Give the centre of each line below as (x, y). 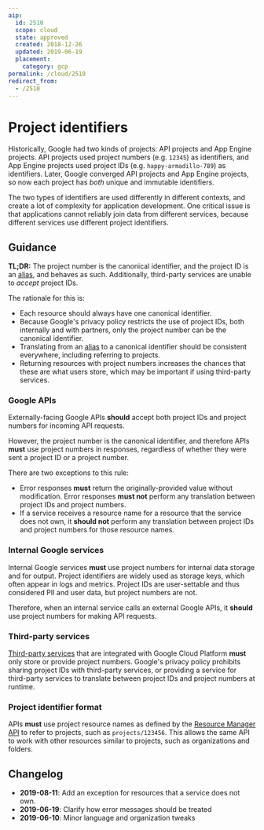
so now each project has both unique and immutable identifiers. (111, 182)
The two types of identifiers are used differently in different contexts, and (127, 198)
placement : (33, 60)
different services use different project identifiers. (88, 223)
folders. (20, 749)
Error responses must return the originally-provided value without (126, 488)
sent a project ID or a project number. (69, 458)
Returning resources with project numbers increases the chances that (132, 364)
